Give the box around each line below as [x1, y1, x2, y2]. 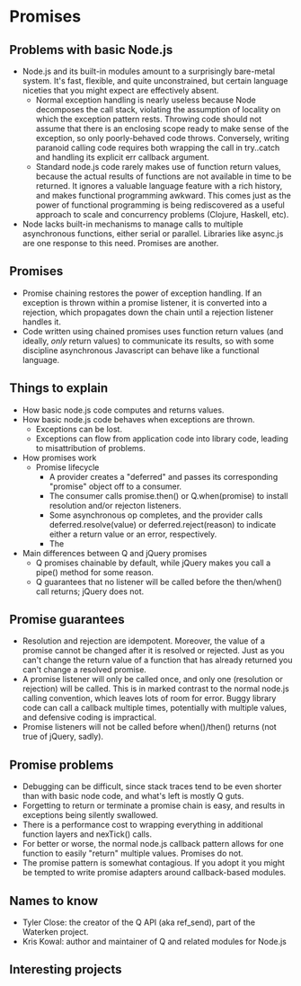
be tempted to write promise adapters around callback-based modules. [22, 867, 287, 878]
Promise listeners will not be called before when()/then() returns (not [22, 722, 277, 733]
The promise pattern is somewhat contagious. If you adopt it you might [22, 857, 286, 868]
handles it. [22, 316, 61, 327]
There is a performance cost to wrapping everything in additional [22, 820, 263, 831]
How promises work [22, 452, 97, 463]
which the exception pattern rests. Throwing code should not [35, 114, 262, 124]
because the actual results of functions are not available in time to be [35, 171, 292, 182]
